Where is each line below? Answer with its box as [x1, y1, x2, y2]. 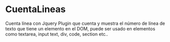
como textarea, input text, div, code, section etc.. [5, 31, 108, 37]
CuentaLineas [5, 4, 66, 15]
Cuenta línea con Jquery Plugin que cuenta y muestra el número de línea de [5, 20, 165, 26]
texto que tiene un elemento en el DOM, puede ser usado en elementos [5, 25, 156, 31]
